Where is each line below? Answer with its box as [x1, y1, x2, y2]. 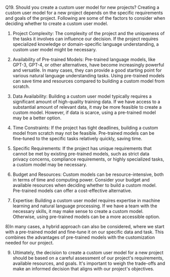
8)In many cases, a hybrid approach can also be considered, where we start [5, 224, 165, 229]
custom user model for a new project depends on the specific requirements [5, 10, 163, 16]
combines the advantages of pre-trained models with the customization [5, 234, 155, 240]
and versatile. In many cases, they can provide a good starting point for [12, 67, 162, 73]
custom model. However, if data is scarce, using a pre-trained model [12, 109, 156, 115]
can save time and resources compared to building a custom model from [12, 78, 165, 84]
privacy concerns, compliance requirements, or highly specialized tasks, [12, 156, 164, 162]
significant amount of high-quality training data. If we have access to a [12, 99, 161, 105]
